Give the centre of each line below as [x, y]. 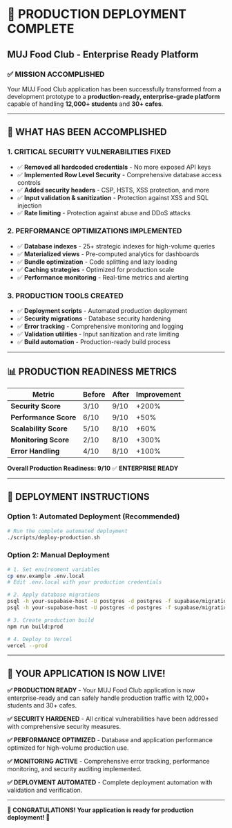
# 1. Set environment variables [54, 569]
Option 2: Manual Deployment [58, 555]
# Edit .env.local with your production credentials [85, 582]
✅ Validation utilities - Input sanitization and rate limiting [98, 334]
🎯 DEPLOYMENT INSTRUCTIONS [78, 497]
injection [29, 205]
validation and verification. [45, 790]
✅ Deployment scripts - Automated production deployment [102, 311]
